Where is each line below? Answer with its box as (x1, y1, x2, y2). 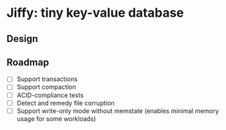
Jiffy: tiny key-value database (6, 5, 185, 21)
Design (6, 33, 38, 45)
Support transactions (16, 75, 78, 83)
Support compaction (16, 82, 76, 92)
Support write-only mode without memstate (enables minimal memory (16, 106, 220, 115)
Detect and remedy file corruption (16, 99, 115, 107)
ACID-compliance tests (16, 91, 84, 99)
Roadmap (6, 56, 50, 68)
